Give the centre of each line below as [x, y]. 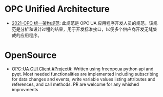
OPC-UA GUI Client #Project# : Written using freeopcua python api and [82, 69]
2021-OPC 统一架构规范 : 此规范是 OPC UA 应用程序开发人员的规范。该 [82, 23]
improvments [25, 89]
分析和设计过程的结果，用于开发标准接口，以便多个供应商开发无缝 [87, 29]
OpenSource [31, 55]
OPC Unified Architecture [57, 9]
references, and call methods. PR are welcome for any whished [75, 84]
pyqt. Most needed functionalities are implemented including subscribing [85, 74]
